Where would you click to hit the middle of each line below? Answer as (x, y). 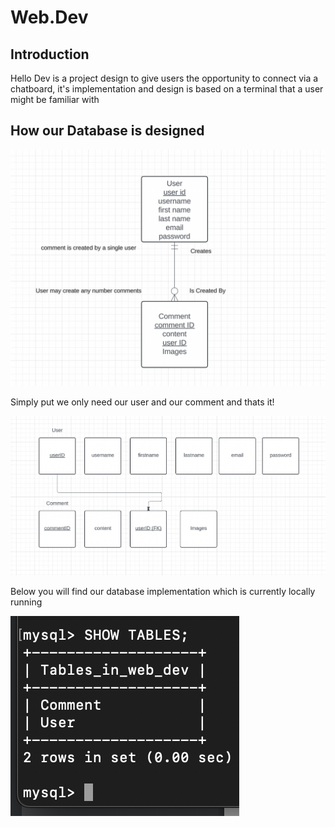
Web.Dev (49, 17)
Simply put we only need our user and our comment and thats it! (142, 402)
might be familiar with (55, 99)
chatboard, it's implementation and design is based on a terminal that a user (167, 89)
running (26, 602)
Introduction (50, 54)
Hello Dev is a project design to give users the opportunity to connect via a (164, 78)
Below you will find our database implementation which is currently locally (163, 591)
